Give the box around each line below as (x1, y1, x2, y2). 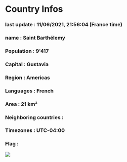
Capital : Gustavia (5, 61, 49, 68)
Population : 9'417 (5, 47, 49, 54)
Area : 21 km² (5, 100, 38, 107)
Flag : (5, 140, 19, 147)
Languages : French (5, 87, 54, 94)
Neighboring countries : (5, 114, 64, 121)
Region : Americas (5, 74, 50, 81)
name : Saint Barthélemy (5, 35, 66, 41)
